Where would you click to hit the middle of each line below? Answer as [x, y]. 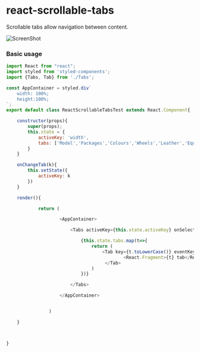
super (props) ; [45, 127]
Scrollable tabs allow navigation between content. [67, 27]
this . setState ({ [48, 170]
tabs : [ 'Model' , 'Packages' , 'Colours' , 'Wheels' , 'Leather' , [111, 143]
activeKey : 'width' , [63, 138]
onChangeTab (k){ [37, 165]
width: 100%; [33, 94]
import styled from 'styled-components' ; [58, 72]
